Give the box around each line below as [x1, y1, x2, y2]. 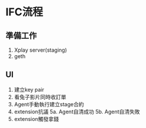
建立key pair [14, 86, 45, 93]
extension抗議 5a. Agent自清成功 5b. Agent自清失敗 [14, 108, 140, 115]
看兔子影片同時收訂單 [14, 93, 66, 100]
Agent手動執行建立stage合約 [14, 100, 84, 107]
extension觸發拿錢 [14, 115, 59, 122]
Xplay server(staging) [14, 46, 67, 53]
